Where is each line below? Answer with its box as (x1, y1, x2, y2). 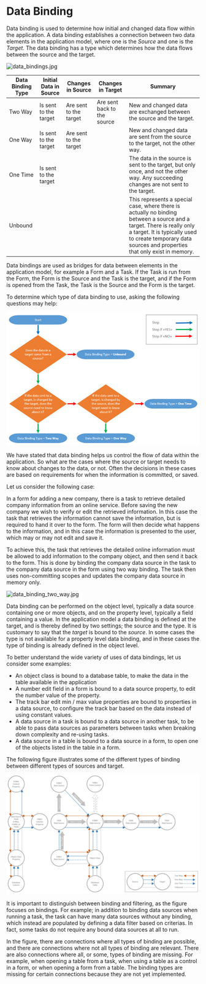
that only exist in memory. (129, 248, 194, 256)
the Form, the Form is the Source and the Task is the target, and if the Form (6, 275, 196, 282)
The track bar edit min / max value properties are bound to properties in (15, 698, 197, 705)
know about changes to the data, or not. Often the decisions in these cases (6, 464, 196, 471)
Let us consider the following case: (6, 482, 95, 490)
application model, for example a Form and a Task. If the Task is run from (6, 268, 191, 275)
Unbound (9, 222, 32, 229)
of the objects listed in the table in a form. (15, 744, 121, 751)
